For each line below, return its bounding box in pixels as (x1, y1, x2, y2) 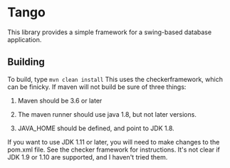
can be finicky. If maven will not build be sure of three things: (7, 83, 187, 91)
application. (7, 35, 42, 43)
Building (7, 56, 45, 68)
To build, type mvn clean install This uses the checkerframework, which (7, 75, 223, 83)
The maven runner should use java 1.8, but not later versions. (17, 110, 197, 118)
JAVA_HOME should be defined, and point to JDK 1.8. (17, 124, 174, 132)
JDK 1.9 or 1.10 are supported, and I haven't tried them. (7, 152, 168, 161)
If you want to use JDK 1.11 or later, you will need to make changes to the (7, 137, 220, 146)
